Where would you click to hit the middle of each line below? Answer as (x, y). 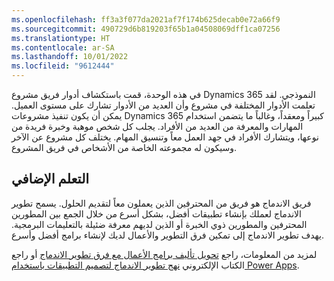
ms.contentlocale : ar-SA (63, 47)
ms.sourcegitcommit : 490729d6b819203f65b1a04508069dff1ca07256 (146, 29)
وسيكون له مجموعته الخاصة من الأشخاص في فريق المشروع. (124, 147)
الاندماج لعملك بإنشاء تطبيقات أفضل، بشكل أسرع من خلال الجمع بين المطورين (156, 213)
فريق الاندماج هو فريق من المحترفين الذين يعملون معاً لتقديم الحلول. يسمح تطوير (161, 203)
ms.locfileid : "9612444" (63, 66)
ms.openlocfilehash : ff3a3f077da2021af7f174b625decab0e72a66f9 (146, 19)
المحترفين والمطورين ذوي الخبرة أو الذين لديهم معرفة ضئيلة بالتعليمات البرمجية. (159, 224)
